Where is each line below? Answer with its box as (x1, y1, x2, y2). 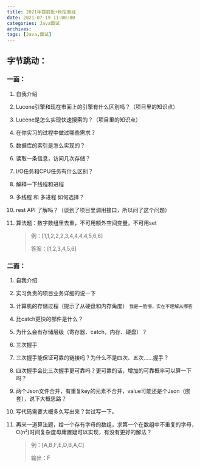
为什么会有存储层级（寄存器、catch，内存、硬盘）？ (15, 329, 148, 336)
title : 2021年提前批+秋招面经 (7, 9, 77, 15)
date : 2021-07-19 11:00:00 (7, 15, 75, 21)
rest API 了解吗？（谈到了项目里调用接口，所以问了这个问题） (15, 206, 171, 213)
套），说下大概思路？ (15, 395, 67, 403)
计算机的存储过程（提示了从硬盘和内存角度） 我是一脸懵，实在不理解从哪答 (15, 302, 193, 310)
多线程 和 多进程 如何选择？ (15, 193, 84, 200)
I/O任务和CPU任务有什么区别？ (15, 168, 94, 175)
